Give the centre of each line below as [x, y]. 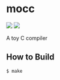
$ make [14, 71]
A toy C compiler [27, 38]
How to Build [31, 57]
